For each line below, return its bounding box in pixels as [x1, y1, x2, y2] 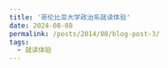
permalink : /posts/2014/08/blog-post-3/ [9, 29, 161, 38]
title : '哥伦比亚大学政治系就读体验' [9, 12, 131, 22]
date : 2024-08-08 [9, 21, 73, 30]
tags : [9, 37, 29, 47]
